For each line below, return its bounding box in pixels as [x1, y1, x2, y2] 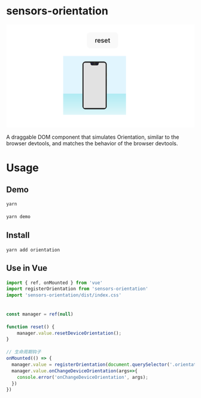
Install [6, 230, 30, 240]
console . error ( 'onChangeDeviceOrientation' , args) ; [17, 374, 148, 380]
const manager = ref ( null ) [6, 311, 74, 317]
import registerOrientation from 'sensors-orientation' [6, 286, 148, 292]
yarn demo [6, 214, 31, 220]
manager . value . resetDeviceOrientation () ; [17, 330, 121, 336]
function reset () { [6, 324, 55, 330]
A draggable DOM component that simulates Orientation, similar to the [6, 133, 179, 141]
